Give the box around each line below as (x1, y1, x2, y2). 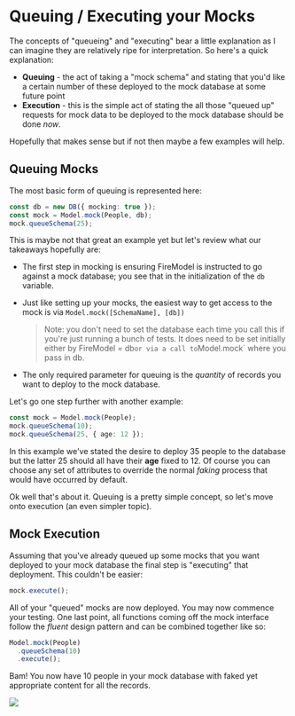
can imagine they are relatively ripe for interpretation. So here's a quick (9, 44, 268, 55)
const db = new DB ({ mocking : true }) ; (9, 202, 157, 211)
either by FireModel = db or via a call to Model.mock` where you (43, 343, 286, 354)
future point (21, 90, 66, 101)
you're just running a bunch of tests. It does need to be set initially (43, 334, 286, 344)
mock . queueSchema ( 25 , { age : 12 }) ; (9, 430, 144, 439)
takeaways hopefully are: (9, 244, 101, 255)
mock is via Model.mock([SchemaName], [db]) (21, 307, 185, 318)
